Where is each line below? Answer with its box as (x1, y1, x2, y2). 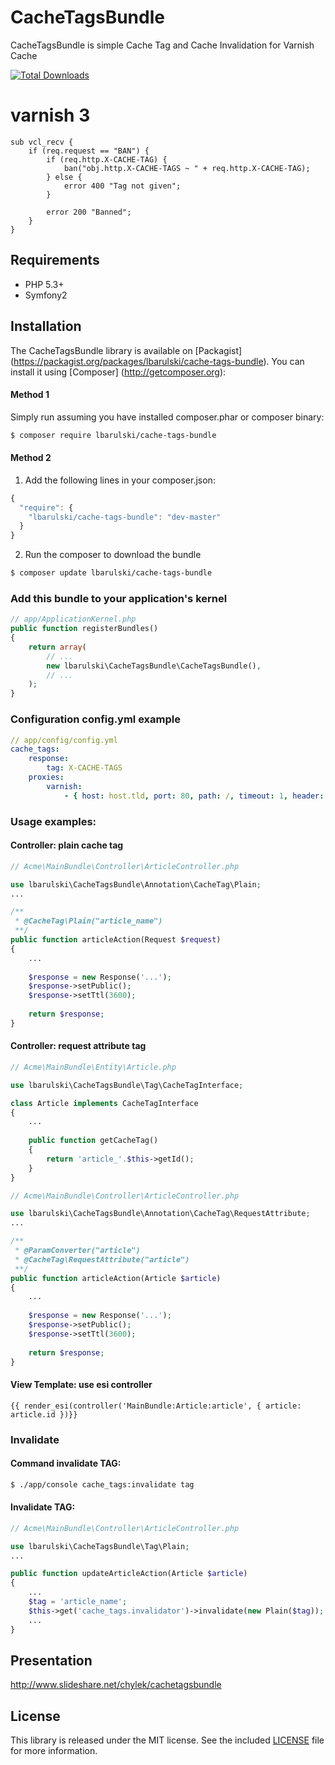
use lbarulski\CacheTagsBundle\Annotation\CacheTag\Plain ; (10, 879, 262, 890)
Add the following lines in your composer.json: (24, 474, 216, 486)
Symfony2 (24, 289, 68, 301)
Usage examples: (10, 814, 97, 828)
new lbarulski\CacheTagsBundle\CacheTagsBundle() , (46, 661, 262, 671)
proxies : (28, 772, 65, 782)
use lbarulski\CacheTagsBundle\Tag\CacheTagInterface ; (10, 1080, 244, 1090)
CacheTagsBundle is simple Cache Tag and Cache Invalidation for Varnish (10, 39, 315, 51)
